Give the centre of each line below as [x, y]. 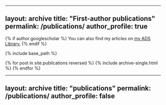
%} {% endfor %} [23, 68]
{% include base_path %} [31, 53]
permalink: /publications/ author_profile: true [77, 26]
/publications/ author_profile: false [60, 96]
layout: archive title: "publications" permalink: [78, 88]
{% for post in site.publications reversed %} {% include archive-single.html [82, 63]
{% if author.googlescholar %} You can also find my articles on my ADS [78, 38]
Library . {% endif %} [26, 44]
